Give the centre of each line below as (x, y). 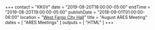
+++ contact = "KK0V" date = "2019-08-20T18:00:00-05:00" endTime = (78, 7)
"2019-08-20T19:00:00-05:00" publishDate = (51, 12)
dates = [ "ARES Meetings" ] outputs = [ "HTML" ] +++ (60, 22)
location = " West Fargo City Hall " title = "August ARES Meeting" (84, 17)
